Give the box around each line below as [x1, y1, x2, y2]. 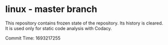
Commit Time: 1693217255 [5, 35, 61, 41]
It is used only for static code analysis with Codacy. [5, 25, 112, 31]
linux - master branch [5, 3, 97, 15]
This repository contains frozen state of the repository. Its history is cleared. [5, 20, 163, 26]
